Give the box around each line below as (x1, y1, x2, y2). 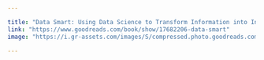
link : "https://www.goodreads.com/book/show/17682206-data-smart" (7, 25, 230, 34)
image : (7, 33, 29, 41)
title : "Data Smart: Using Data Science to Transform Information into (7, 18, 247, 26)
